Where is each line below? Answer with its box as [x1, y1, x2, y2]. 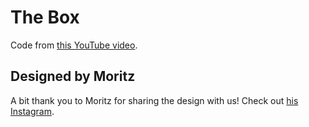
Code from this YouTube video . [10, 39, 138, 51]
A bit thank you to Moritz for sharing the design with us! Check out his [10, 94, 299, 106]
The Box [10, 6, 80, 29]
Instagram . [10, 105, 55, 117]
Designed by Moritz [10, 68, 136, 85]
